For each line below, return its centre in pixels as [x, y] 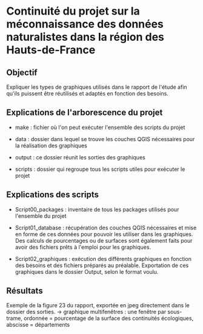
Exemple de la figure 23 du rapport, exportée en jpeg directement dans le [98, 305]
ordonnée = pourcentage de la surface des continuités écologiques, [109, 318]
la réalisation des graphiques [51, 145]
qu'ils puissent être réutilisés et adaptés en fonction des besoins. [87, 93]
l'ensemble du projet [41, 216]
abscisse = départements [38, 325]
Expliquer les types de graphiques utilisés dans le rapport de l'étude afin [97, 87]
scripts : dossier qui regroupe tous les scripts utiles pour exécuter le [100, 169]
